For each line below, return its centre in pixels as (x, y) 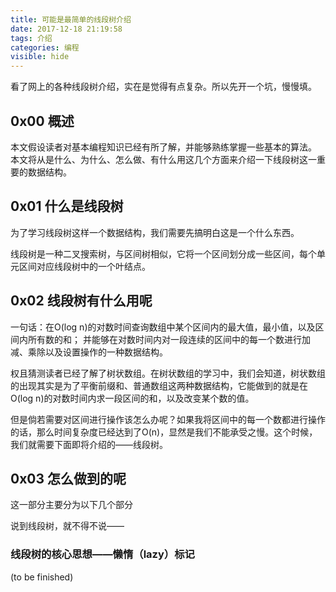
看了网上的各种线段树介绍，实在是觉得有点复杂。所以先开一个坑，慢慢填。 (163, 87)
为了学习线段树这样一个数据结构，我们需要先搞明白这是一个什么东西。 (155, 232)
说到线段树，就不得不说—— (67, 526)
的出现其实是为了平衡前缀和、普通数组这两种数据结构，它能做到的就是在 (159, 385)
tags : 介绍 (31, 38)
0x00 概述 (42, 121)
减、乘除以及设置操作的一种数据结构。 (89, 352)
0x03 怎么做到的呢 (68, 478)
